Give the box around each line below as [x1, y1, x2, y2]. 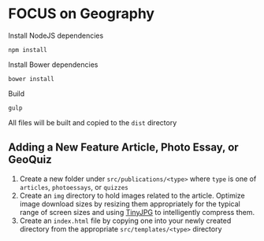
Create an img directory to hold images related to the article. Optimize [19, 191, 246, 200]
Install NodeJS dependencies [8, 31, 104, 40]
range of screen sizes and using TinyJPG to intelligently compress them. [19, 207, 255, 217]
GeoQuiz [8, 153, 53, 166]
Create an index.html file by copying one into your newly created [19, 216, 232, 225]
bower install [8, 75, 55, 83]
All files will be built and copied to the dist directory [8, 117, 177, 127]
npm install [8, 46, 47, 54]
